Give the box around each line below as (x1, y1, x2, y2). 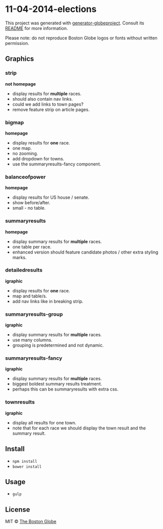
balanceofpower (5, 173, 46, 180)
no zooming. (12, 150, 38, 156)
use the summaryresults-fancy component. (12, 161, 101, 167)
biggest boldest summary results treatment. (12, 381, 102, 387)
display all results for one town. (12, 419, 77, 425)
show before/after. (12, 200, 51, 206)
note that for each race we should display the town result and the (12, 425, 146, 431)
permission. (5, 40, 29, 46)
